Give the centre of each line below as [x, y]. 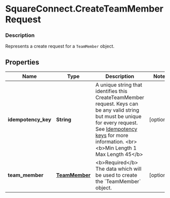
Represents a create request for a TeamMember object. [60, 46]
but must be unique [118, 117]
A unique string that [119, 85]
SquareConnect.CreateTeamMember [84, 9]
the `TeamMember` [118, 181]
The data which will [118, 169]
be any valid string [117, 110]
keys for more [112, 135]
